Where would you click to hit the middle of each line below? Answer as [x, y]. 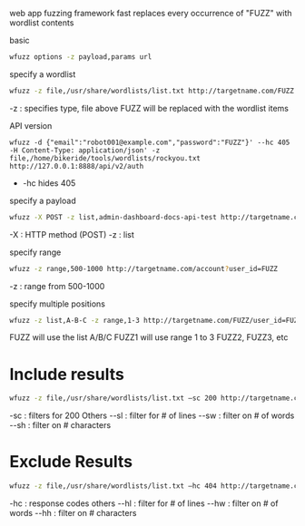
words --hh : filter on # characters [73, 513]
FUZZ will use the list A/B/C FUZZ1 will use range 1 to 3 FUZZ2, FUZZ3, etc [149, 337]
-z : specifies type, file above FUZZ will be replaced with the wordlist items [149, 108]
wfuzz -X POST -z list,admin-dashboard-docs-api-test [113, 217]
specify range [35, 252]
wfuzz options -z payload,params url [81, 57]
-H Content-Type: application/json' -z [85, 150]
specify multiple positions [58, 304]
